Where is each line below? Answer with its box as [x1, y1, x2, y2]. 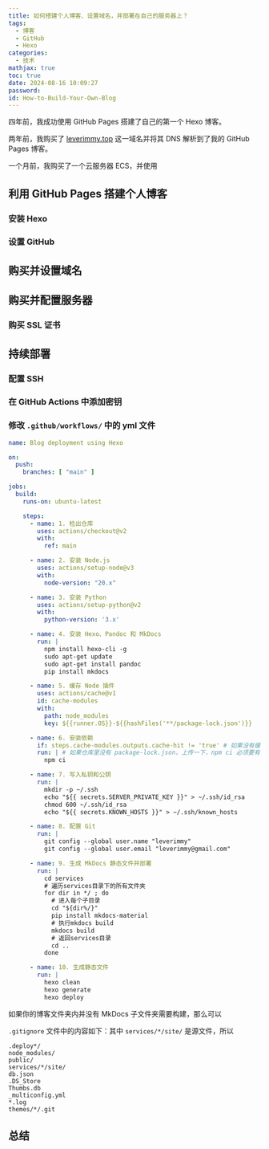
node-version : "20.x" [43, 579, 116, 587]
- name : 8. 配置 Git [29, 822, 96, 831]
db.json [8, 1070, 34, 1078]
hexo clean [43, 979, 81, 987]
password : [8, 86, 42, 95]
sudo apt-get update [43, 652, 113, 661]
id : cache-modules [37, 697, 98, 705]
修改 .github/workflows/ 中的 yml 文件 [8, 420, 156, 431]
